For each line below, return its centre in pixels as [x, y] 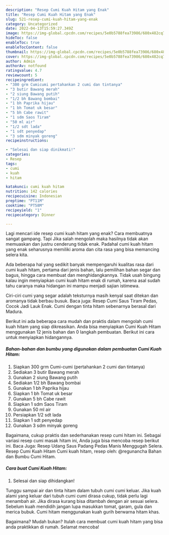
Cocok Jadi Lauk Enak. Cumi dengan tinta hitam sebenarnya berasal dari [81, 306]
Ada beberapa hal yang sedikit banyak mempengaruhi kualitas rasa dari [80, 265]
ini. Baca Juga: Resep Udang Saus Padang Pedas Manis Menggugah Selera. [84, 446]
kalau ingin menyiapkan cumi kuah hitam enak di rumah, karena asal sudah [83, 281]
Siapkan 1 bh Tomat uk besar [43, 394]
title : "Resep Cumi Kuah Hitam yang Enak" [51, 15]
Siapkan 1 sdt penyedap [38, 420]
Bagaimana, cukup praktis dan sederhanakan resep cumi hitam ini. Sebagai [83, 436]
